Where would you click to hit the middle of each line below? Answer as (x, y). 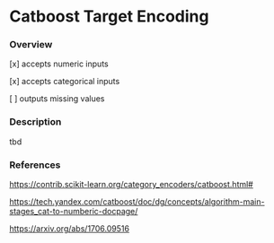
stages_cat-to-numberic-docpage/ (74, 212)
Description (35, 122)
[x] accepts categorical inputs (65, 82)
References (35, 165)
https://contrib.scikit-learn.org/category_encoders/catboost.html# (131, 185)
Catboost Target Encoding (109, 17)
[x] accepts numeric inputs (59, 64)
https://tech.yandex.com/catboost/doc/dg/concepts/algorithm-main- (137, 202)
